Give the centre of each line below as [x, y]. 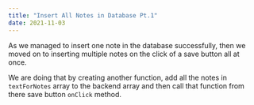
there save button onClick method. [65, 94]
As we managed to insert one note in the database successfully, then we [127, 45]
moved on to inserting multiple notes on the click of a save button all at [124, 54]
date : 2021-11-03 [37, 23]
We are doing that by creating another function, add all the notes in [118, 77]
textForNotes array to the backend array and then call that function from [126, 86]
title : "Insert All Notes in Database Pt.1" [83, 15]
